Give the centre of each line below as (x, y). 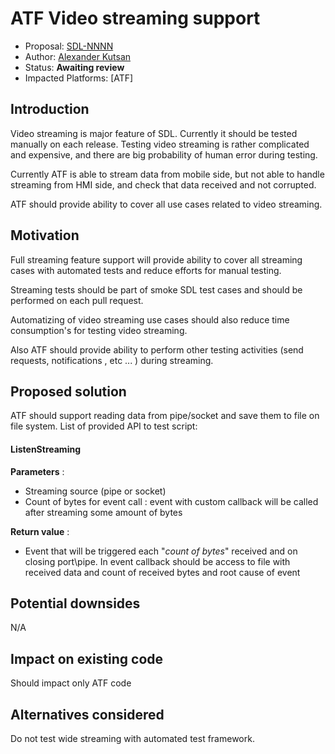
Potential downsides (75, 603)
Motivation (45, 235)
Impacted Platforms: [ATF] (79, 78)
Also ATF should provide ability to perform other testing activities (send (157, 349)
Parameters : (37, 471)
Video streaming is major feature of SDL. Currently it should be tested (154, 133)
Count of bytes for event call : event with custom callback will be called (171, 501)
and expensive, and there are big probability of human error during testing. (164, 154)
